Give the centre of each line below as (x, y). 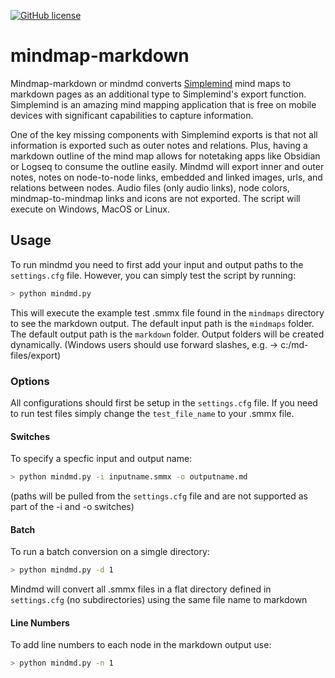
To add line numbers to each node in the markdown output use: (141, 645)
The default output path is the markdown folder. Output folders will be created (167, 334)
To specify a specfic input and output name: (101, 459)
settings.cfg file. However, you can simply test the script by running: (153, 275)
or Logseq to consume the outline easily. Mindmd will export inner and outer (167, 166)
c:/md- (294, 344)
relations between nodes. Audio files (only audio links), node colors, (150, 187)
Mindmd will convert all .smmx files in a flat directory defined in (141, 589)
